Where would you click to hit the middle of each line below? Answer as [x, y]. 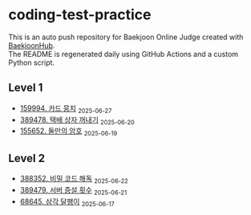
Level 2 [27, 158]
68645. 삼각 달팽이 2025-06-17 [67, 202]
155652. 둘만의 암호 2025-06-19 [69, 132]
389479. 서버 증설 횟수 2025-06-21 [73, 191]
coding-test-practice [80, 15]
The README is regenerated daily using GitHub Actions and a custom [123, 54]
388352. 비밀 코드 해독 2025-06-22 [74, 179]
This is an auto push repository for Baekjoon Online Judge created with [126, 37]
